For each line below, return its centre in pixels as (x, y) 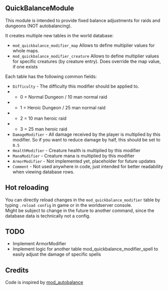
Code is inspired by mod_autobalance (44, 282)
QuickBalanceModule (40, 8)
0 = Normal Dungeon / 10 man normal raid (63, 97)
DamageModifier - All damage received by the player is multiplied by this (87, 134)
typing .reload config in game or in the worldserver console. (69, 205)
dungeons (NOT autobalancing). (38, 26)
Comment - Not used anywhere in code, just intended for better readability (88, 166)
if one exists (25, 66)
